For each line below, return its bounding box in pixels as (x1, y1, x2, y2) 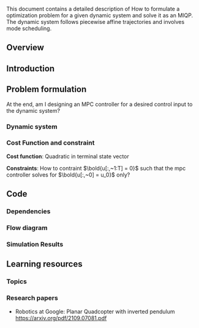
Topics (6, 277, 28, 286)
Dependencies (6, 207, 51, 216)
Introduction (6, 63, 55, 74)
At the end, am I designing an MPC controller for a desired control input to (6, 101, 193, 108)
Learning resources (6, 259, 83, 269)
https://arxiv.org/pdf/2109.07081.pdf (15, 314, 107, 321)
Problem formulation (6, 84, 87, 94)
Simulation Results (6, 240, 64, 248)
